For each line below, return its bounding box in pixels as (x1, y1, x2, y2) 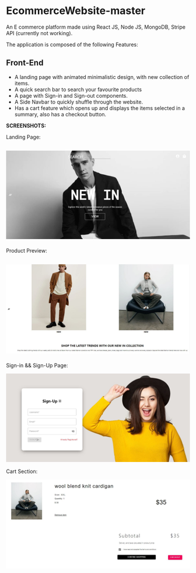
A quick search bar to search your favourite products (14, 86, 142, 93)
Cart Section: (6, 468, 38, 475)
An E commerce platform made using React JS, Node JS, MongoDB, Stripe (6, 23, 185, 30)
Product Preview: (6, 247, 48, 254)
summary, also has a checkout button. (14, 111, 107, 118)
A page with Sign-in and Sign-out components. (14, 92, 128, 99)
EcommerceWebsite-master (6, 4, 146, 18)
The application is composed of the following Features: (6, 41, 138, 48)
